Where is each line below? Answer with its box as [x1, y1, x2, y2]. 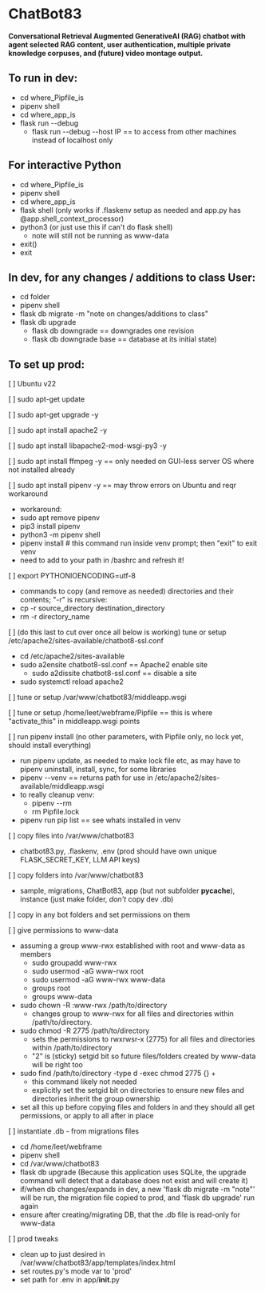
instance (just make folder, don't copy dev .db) [19, 894, 174, 904]
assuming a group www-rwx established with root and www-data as [19, 941, 246, 950]
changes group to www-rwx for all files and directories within [31, 1009, 234, 1018]
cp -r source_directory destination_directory [19, 603, 165, 613]
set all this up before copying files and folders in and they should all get [19, 1102, 255, 1112]
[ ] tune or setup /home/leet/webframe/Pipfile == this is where [8, 708, 213, 718]
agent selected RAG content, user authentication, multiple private [8, 39, 231, 49]
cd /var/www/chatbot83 [19, 1159, 100, 1169]
